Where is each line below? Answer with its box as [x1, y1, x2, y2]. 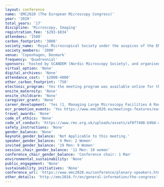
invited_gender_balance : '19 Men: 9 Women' [5, 143, 95, 148]
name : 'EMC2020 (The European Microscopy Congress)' [5, 12, 115, 17]
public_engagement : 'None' [5, 161, 60, 166]
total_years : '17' [5, 20, 42, 26]
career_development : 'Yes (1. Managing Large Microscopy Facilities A [5, 102, 152, 107]
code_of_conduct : [5, 120, 41, 125]
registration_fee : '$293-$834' [5, 30, 69, 35]
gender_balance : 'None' [5, 130, 54, 134]
